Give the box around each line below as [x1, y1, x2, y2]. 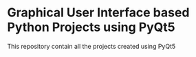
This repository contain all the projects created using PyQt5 [7, 42, 176, 50]
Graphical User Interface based [7, 5, 190, 21]
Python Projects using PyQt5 [7, 19, 175, 35]
